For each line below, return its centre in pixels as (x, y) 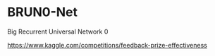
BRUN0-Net (43, 12)
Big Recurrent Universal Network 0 (58, 31)
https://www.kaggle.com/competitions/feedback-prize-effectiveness (107, 45)
